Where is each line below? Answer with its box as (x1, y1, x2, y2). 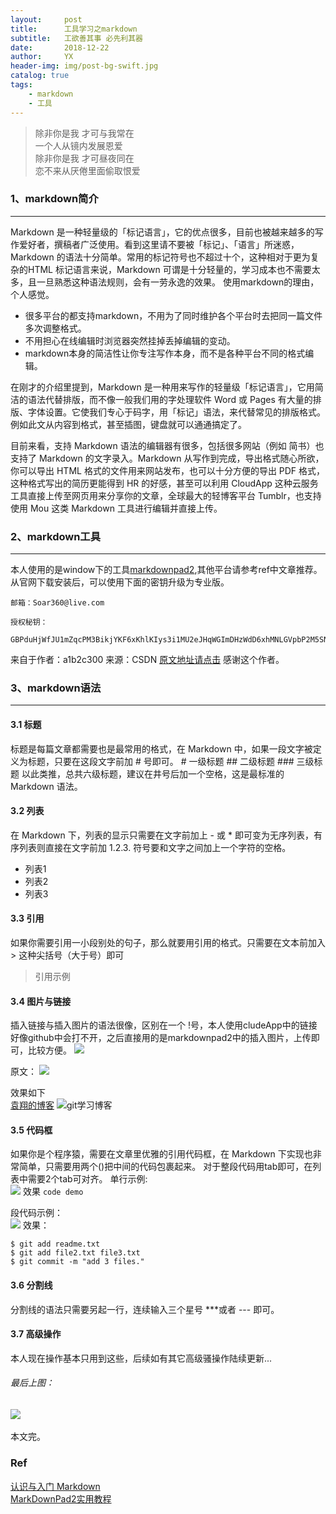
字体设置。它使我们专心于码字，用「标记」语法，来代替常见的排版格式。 (27, 406, 326, 418)
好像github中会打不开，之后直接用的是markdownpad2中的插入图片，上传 (10, 1032, 312, 1044)
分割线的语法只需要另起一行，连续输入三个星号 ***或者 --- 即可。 (10, 1303, 280, 1315)
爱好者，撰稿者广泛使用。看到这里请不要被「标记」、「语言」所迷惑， (18, 238, 300, 250)
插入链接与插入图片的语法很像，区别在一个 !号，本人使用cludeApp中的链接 (10, 1019, 318, 1031)
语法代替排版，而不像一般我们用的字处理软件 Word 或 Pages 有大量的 (27, 393, 313, 405)
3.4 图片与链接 (10, 995, 72, 1007)
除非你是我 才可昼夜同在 (34, 152, 135, 164)
